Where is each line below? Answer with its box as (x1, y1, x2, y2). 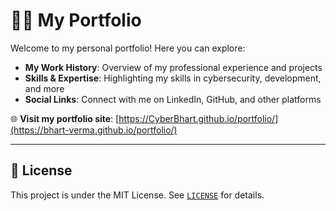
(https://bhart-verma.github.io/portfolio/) (10, 124, 178, 136)
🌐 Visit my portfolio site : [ (10, 112, 120, 124)
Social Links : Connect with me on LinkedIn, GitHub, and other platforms (24, 93, 322, 105)
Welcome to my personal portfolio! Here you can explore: (10, 42, 246, 54)
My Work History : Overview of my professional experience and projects (24, 61, 323, 73)
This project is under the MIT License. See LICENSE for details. (10, 189, 265, 201)
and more (24, 82, 65, 94)
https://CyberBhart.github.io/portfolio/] (118, 112, 279, 124)
